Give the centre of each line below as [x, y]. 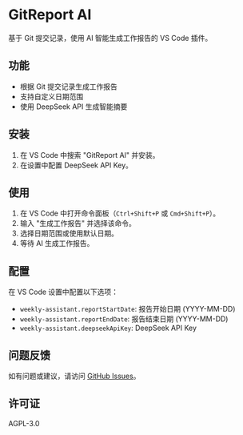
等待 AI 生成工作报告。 [57, 244]
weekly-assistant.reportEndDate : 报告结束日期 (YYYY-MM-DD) [124, 319]
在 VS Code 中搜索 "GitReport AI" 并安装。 [90, 155]
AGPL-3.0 [24, 423]
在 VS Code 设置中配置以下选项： [63, 292]
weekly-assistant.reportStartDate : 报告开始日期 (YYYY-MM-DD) [127, 309]
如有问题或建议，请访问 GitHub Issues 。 [74, 376]
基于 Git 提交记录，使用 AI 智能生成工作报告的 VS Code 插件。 [110, 38]
